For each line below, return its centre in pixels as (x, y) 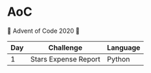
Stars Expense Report (66, 59)
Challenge (65, 47)
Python (118, 59)
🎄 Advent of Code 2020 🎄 (44, 31)
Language (124, 47)
